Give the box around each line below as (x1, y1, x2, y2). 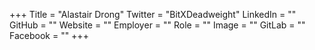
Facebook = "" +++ (9, 30, 89, 41)
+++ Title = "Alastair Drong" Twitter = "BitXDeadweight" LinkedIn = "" (9, 9, 297, 20)
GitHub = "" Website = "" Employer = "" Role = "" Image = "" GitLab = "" (9, 19, 306, 31)
